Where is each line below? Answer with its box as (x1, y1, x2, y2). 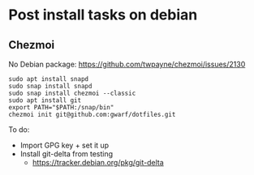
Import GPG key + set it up (19, 140, 110, 150)
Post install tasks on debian (8, 6, 198, 24)
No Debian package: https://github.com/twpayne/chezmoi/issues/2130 (8, 59, 246, 69)
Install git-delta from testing (19, 149, 114, 159)
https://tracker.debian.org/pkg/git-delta (32, 158, 164, 167)
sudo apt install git (8, 96, 82, 105)
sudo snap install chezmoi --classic (8, 89, 136, 97)
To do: (8, 125, 30, 134)
